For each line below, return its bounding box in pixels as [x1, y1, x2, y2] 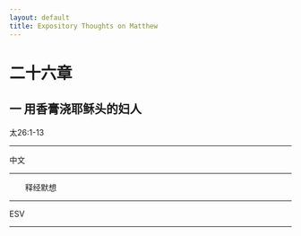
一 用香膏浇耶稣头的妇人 [9, 101, 142, 117]
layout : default [9, 13, 70, 22]
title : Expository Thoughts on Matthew [9, 22, 159, 31]
